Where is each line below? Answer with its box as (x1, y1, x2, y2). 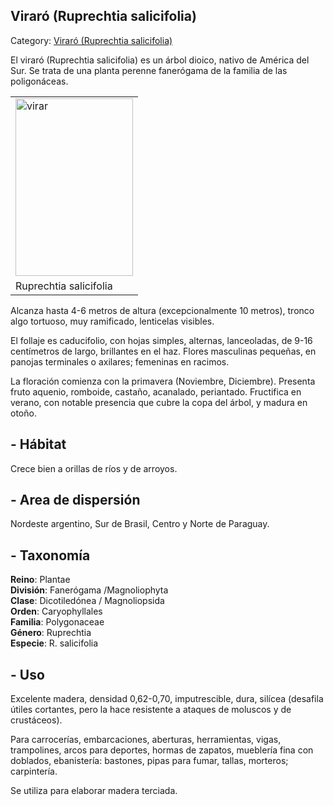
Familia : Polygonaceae (10, 616, 105, 628)
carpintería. (10, 765, 58, 778)
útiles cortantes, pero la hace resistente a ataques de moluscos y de (10, 704, 292, 716)
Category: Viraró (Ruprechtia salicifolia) (10, 34, 173, 46)
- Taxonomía (10, 547, 91, 564)
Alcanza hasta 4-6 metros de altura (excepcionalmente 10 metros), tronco (10, 304, 315, 316)
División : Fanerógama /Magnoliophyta (10, 584, 169, 596)
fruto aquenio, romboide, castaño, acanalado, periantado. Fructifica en (10, 385, 302, 398)
